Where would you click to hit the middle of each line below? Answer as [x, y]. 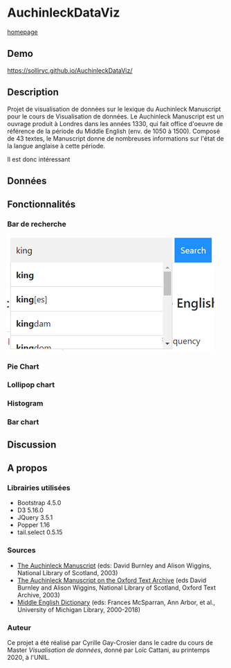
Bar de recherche [37, 225]
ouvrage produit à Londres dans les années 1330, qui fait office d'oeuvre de [115, 123]
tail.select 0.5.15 [40, 532]
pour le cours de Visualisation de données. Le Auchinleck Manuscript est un [115, 116]
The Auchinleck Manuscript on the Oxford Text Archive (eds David [112, 580]
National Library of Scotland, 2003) [67, 572]
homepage [22, 32]
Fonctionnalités [41, 205]
